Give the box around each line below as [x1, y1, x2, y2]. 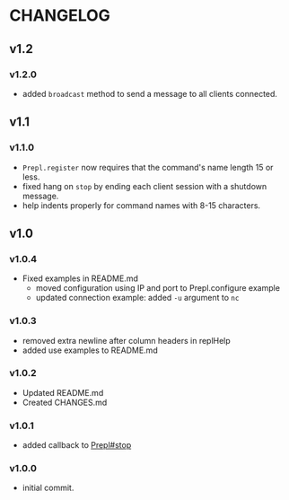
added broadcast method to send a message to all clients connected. [22, 88, 278, 99]
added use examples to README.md [22, 345, 159, 355]
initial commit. [22, 482, 74, 494]
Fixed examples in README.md [22, 273, 139, 284]
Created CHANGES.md [22, 397, 108, 408]
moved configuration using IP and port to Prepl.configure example [35, 283, 281, 294]
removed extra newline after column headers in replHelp [22, 335, 231, 346]
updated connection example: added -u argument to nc [35, 293, 240, 303]
